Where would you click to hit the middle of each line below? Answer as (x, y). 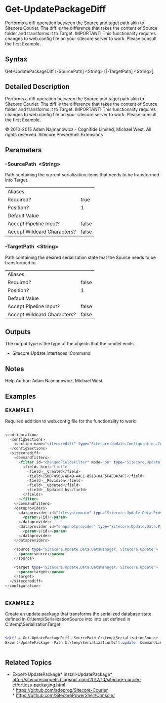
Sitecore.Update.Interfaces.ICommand (51, 353)
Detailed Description (38, 87)
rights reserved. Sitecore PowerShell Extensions (54, 134)
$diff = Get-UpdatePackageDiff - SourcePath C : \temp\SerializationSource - (84, 638)
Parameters (23, 150)
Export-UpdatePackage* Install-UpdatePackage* (62, 674)
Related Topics (28, 662)
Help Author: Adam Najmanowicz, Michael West (54, 381)
